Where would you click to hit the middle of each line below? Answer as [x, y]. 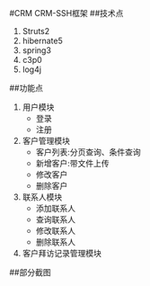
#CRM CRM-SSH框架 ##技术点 [66, 13]
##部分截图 [30, 272]
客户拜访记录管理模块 [62, 253]
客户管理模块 [46, 141]
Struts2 [36, 31]
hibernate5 [42, 40]
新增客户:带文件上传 [72, 163]
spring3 [37, 50]
